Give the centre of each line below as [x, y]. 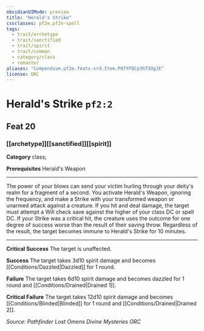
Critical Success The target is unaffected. [59, 249]
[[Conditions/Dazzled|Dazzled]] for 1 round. [61, 267]
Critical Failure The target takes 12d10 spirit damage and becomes [90, 297]
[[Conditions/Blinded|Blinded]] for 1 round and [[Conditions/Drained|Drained [102, 304]
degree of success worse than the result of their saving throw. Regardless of [102, 225]
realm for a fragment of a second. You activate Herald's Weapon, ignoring [99, 193]
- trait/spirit [31, 46]
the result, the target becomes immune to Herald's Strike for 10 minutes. [97, 231]
